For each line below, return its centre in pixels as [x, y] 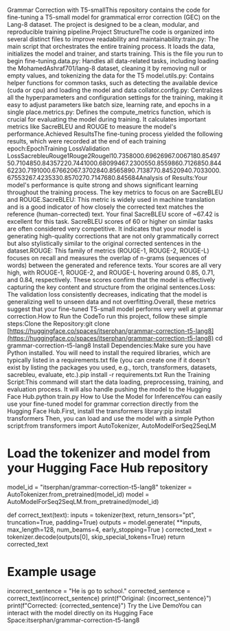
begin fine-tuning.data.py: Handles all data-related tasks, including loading [113, 61]
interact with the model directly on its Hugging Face [80, 612]
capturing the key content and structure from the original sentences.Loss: [112, 287]
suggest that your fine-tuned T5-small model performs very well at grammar [115, 309]
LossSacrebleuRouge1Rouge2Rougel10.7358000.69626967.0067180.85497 [114, 156]
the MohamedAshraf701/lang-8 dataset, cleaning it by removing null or [107, 68]
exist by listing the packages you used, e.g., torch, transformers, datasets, [112, 367]
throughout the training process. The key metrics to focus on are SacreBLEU [115, 192]
